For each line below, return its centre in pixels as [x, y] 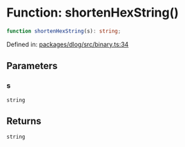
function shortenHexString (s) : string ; [64, 31]
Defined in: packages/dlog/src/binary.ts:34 [68, 44]
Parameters [32, 66]
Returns [24, 121]
